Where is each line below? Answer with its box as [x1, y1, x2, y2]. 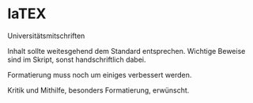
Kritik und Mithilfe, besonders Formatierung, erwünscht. [7, 85, 190, 95]
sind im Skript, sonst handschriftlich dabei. [7, 55, 147, 64]
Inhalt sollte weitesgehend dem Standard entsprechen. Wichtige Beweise [7, 46, 246, 55]
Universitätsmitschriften [7, 31, 85, 40]
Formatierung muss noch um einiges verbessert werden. [7, 70, 192, 79]
